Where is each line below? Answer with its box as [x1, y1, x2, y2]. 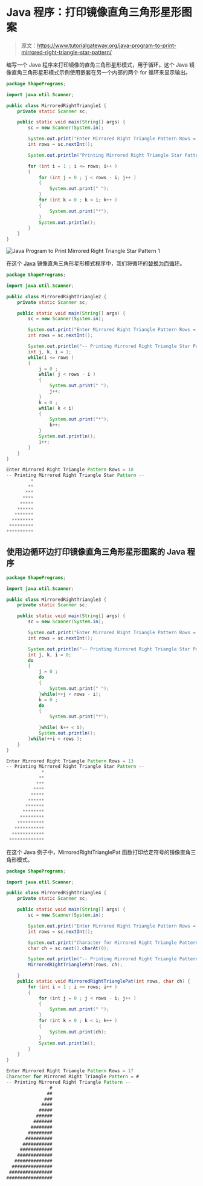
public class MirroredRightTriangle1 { [6, 102, 107, 109]
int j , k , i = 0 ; [28, 652, 71, 658]
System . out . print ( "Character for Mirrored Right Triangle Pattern [28, 939, 199, 946]
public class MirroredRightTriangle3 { [6, 597, 107, 603]
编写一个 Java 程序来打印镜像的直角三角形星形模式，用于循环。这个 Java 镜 [6, 61, 195, 68]
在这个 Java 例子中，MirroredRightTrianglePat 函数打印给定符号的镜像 [6, 848, 180, 856]
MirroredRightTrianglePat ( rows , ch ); [28, 962, 123, 968]
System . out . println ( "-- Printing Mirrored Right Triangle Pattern [28, 956, 199, 962]
